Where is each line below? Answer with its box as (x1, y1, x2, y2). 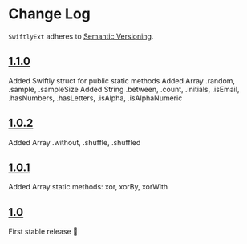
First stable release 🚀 (8, 226, 79, 237)
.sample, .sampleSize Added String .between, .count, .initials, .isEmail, (8, 84, 240, 94)
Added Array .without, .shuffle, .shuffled (8, 137, 141, 147)
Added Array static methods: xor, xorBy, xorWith (8, 182, 168, 192)
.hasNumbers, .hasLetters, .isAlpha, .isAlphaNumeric (8, 93, 183, 103)
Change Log (8, 5, 91, 23)
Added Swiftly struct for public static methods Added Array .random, (8, 75, 235, 85)
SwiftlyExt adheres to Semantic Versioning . (8, 31, 154, 41)
